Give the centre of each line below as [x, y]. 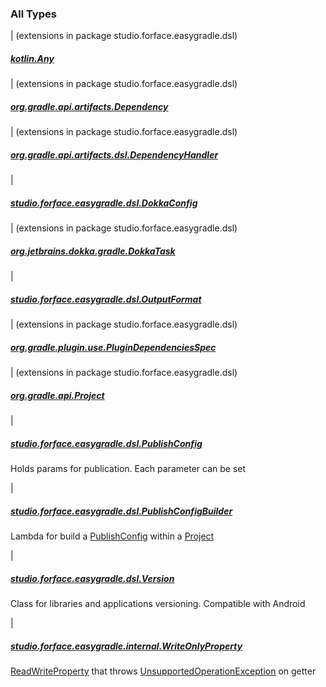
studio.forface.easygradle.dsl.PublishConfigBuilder [121, 511]
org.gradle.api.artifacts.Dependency [89, 106]
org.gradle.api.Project [57, 395]
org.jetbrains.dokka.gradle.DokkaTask [93, 251]
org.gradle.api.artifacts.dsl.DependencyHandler [114, 154]
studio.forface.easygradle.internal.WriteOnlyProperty [126, 646]
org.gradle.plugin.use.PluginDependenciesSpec [113, 347]
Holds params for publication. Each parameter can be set [128, 469]
